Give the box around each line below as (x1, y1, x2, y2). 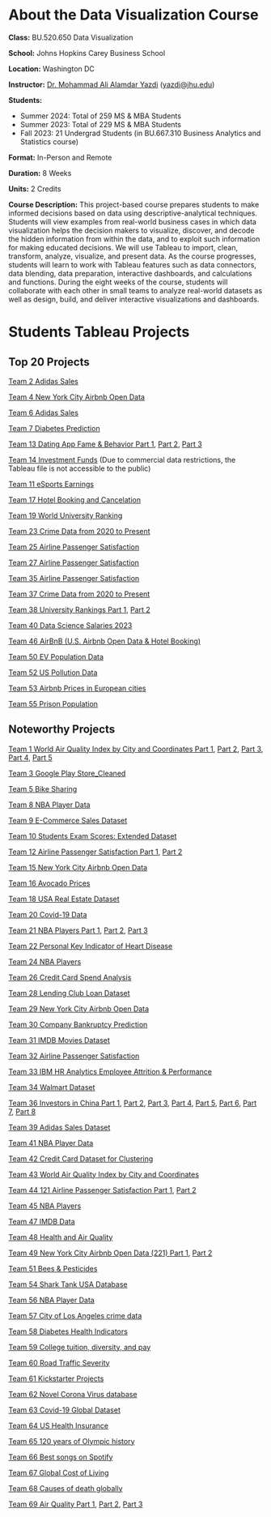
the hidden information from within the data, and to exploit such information (8, 233, 260, 244)
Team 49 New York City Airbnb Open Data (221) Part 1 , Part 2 (8, 1248, 213, 1258)
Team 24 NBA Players (8, 956, 82, 966)
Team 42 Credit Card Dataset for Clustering (8, 1153, 154, 1164)
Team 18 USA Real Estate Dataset (8, 894, 120, 904)
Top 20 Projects (8, 355, 91, 369)
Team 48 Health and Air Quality (8, 1232, 113, 1241)
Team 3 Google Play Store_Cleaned (8, 768, 126, 778)
